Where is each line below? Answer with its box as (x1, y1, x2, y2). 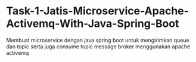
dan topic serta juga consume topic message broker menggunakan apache (6, 43, 191, 50)
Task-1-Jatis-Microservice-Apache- (6, 4, 189, 18)
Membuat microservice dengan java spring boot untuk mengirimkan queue (6, 36, 189, 44)
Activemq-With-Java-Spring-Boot (6, 17, 179, 30)
